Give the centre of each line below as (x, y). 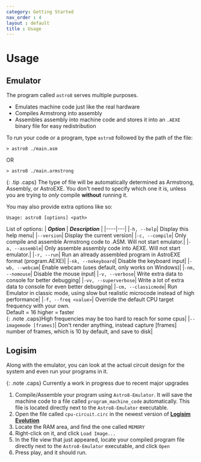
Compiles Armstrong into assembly (58, 113)
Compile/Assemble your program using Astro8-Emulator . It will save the (104, 395)
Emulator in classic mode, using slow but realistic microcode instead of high (100, 293)
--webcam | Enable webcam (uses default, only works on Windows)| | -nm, (106, 267)
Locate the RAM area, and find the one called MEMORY (80, 427)
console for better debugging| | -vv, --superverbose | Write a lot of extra (95, 280)
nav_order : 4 (24, 17)
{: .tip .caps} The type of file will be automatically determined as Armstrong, (100, 182)
